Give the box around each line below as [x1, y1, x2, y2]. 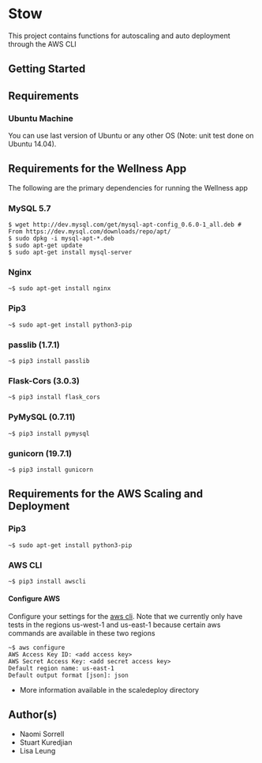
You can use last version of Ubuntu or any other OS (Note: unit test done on [8, 131, 254, 141]
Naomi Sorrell [19, 729, 65, 738]
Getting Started [8, 62, 86, 76]
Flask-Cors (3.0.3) [8, 375, 80, 386]
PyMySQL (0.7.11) [8, 412, 76, 423]
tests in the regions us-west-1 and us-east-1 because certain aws [8, 620, 221, 629]
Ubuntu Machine [8, 112, 73, 123]
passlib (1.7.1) [8, 339, 61, 350]
